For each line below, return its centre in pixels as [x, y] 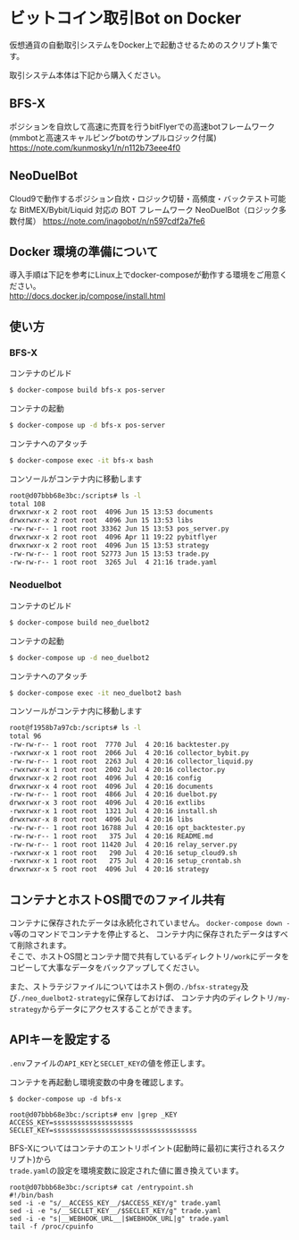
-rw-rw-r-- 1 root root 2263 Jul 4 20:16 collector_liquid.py [131, 761]
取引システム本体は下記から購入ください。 [87, 75]
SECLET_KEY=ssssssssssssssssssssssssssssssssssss [104, 1130]
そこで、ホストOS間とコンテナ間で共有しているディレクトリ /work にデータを [149, 956]
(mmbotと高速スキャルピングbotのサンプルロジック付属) [113, 137]
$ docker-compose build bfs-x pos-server [87, 390]
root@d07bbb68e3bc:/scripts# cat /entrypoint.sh [101, 1187]
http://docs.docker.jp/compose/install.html [87, 296]
